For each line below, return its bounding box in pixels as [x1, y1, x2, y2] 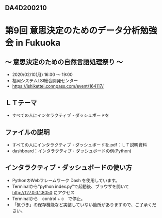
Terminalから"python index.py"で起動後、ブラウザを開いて [12, 183, 130, 189]
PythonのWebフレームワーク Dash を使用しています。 [12, 177, 120, 183]
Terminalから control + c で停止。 [12, 196, 85, 201]
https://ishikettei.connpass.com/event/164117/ [12, 83, 104, 89]
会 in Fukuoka [5, 37, 61, 48]
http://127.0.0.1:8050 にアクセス [12, 189, 75, 195]
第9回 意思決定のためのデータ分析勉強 [5, 25, 157, 36]
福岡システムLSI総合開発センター [12, 78, 79, 84]
